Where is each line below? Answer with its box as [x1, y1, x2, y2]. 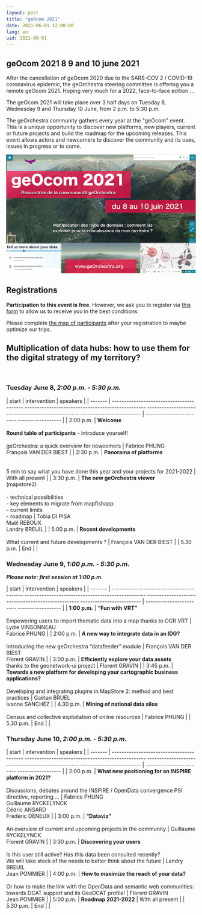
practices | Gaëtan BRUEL [6, 694, 70, 701]
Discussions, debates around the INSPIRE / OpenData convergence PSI [6, 787, 183, 794]
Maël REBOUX [6, 519, 42, 526]
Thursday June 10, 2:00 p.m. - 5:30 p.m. [6, 735, 127, 743]
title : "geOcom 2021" [6, 16, 61, 22]
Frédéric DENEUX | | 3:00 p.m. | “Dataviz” [6, 812, 112, 820]
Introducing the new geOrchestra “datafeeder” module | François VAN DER [6, 643, 191, 650]
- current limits [6, 506, 43, 513]
